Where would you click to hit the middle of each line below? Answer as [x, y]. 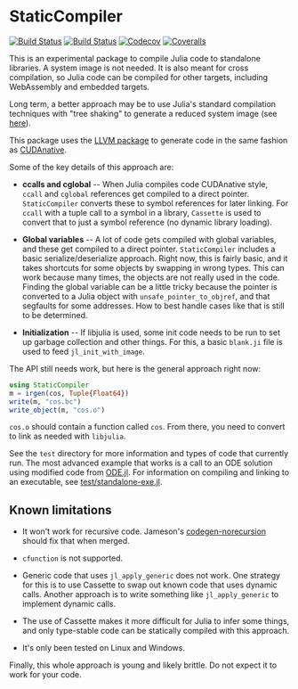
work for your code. [45, 675]
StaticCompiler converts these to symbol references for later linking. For [155, 203]
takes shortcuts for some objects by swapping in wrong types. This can [153, 267]
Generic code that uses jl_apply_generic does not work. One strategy [151, 576]
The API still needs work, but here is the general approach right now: [135, 368]
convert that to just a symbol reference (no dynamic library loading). [147, 222]
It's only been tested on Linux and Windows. [103, 648]
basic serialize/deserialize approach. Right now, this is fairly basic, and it [155, 258]
